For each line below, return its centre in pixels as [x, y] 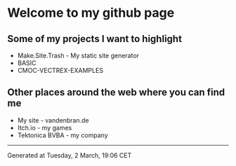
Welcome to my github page [91, 13]
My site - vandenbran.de [53, 120]
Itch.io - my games [45, 127]
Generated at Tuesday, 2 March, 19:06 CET [70, 155]
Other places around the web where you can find [116, 92]
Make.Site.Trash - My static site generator [78, 55]
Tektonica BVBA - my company [63, 135]
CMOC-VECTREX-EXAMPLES [60, 70]
